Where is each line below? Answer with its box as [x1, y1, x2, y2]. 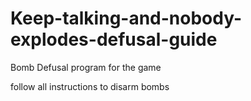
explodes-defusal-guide [10, 28, 218, 51]
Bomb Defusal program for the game [10, 61, 162, 73]
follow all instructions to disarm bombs [10, 80, 170, 92]
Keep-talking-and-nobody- [10, 7, 243, 30]
